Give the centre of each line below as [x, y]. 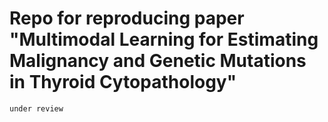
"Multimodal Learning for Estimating [164, 39]
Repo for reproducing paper [127, 18]
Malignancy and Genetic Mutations [158, 61]
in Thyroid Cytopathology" [123, 82]
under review [36, 108]
